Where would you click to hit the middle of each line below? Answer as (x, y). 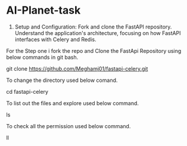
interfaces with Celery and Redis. (55, 39)
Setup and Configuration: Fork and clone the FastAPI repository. (93, 27)
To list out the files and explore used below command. (72, 103)
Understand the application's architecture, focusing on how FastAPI (98, 33)
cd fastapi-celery (27, 91)
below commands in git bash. (42, 57)
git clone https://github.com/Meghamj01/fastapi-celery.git (77, 68)
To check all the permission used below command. (68, 126)
